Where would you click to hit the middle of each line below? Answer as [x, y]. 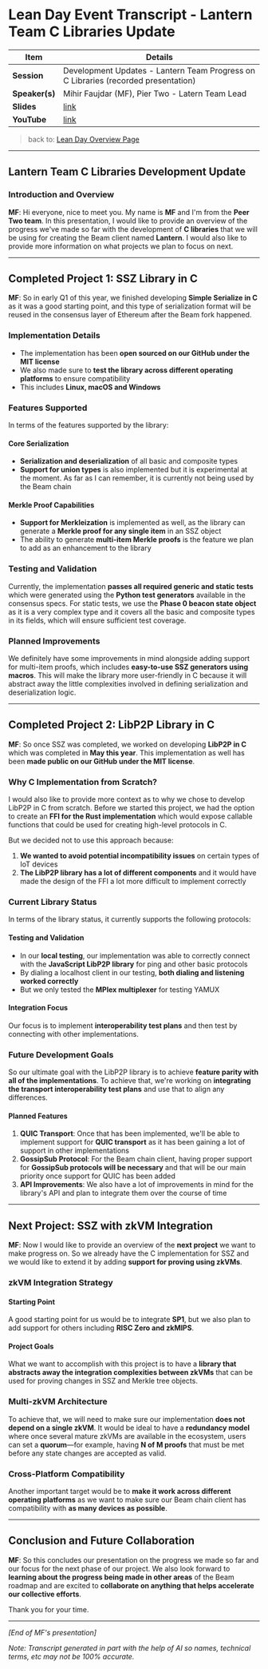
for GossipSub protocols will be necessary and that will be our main [133, 1168]
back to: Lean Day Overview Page [83, 139]
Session [28, 75]
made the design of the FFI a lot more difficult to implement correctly [133, 882]
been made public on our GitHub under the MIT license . [102, 761]
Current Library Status [53, 902]
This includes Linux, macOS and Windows [90, 387]
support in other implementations [75, 1151]
